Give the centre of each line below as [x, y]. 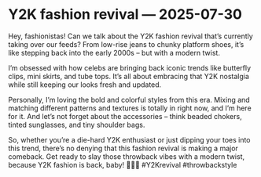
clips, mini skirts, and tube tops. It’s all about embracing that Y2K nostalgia [129, 76]
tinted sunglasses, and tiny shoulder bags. [77, 125]
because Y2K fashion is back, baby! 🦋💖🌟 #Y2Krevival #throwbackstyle [123, 164]
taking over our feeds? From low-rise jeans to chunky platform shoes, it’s [126, 44]
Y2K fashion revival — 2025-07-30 [125, 14]
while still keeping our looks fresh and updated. [85, 85]
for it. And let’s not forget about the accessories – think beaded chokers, [125, 116]
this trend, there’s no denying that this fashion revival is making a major [123, 148]
